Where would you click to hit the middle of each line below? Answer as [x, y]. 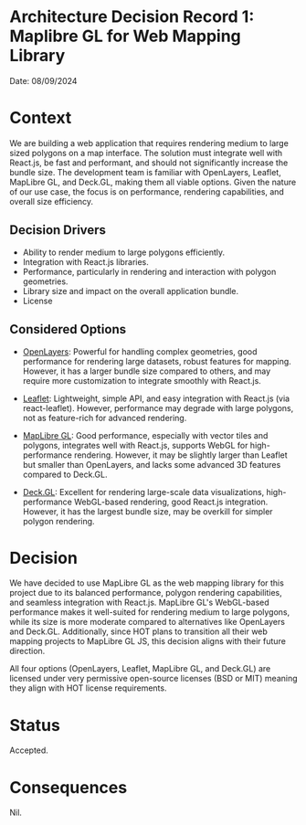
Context [41, 118]
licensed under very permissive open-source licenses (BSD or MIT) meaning [154, 679]
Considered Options [68, 329]
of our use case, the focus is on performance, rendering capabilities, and [147, 191]
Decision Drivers [58, 230]
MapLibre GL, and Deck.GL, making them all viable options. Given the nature [153, 182]
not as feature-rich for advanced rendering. [105, 418]
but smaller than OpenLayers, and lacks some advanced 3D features [152, 464]
